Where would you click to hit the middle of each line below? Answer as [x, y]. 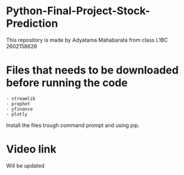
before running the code [67, 83]
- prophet [18, 104]
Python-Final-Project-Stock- [78, 11]
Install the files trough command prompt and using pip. [73, 125]
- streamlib [21, 98]
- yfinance [20, 109]
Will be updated [25, 166]
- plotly [17, 114]
